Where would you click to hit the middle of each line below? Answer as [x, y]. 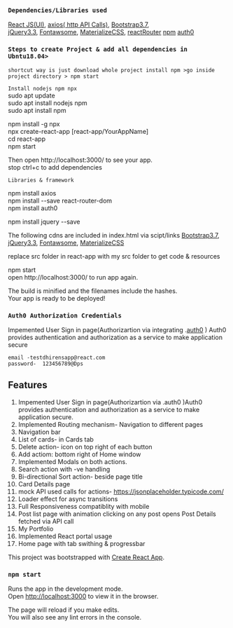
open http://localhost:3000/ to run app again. [73, 277]
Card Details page [44, 484]
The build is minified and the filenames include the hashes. [93, 291]
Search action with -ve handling [64, 469]
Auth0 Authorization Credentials [65, 315]
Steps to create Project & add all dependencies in [98, 49]
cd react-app [27, 139]
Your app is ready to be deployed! [57, 298]
